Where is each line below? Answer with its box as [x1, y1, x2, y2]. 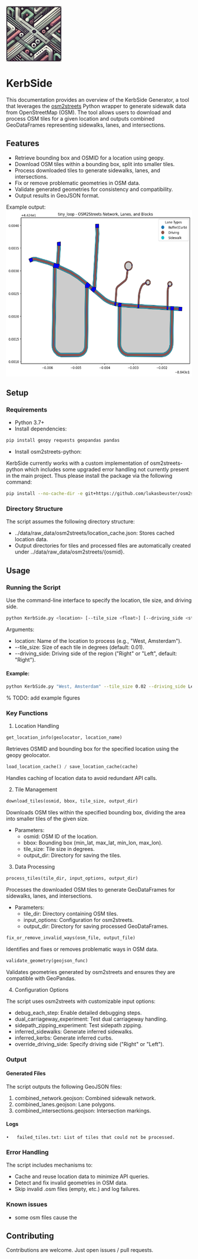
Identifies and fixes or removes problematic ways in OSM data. [6, 946, 159, 953]
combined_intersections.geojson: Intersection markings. [14, 1107, 151, 1114]
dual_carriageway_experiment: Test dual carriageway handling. [14, 1015, 168, 1022]
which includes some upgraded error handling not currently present [24, 466, 189, 473]
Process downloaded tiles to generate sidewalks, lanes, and [14, 167, 160, 174]
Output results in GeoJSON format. [14, 192, 100, 199]
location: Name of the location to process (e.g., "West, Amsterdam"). [14, 637, 182, 645]
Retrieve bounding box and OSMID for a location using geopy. [14, 154, 165, 161]
